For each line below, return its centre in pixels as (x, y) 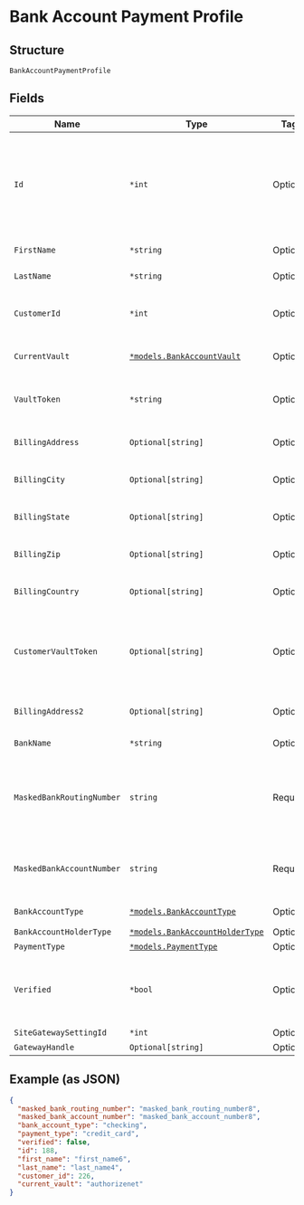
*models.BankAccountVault (185, 356)
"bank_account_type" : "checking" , (82, 1125)
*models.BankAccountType (183, 911)
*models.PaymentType (174, 946)
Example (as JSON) (65, 1080)
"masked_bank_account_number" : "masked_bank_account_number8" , (139, 1117)
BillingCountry (47, 591)
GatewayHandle (44, 1047)
